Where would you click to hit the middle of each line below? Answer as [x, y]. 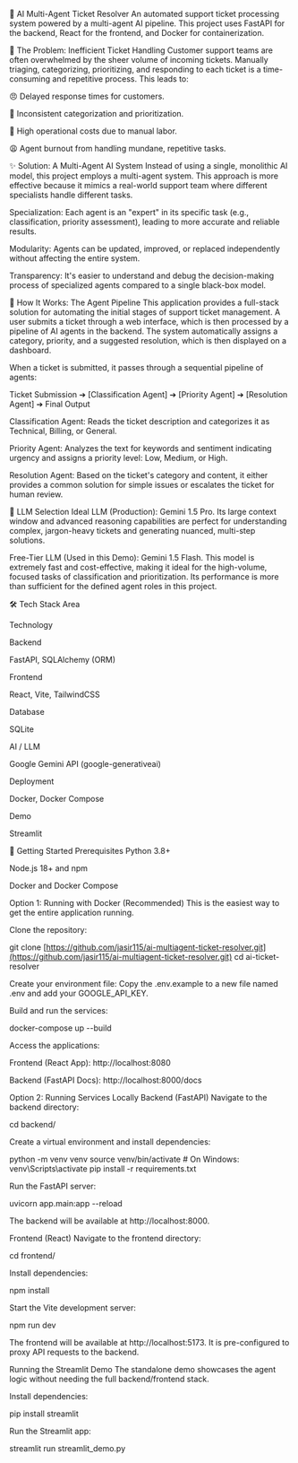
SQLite [21, 729]
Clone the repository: [48, 930]
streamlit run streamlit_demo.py [68, 1448]
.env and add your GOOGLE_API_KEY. [79, 993]
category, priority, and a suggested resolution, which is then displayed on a [148, 340]
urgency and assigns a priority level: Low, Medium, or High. [119, 458]
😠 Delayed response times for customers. [87, 96]
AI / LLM [25, 746]
